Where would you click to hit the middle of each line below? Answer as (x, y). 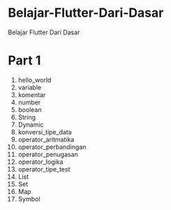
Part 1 (24, 61)
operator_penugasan (48, 154)
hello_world (35, 80)
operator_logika (40, 162)
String (27, 117)
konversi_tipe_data (45, 132)
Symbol (29, 199)
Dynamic (31, 125)
